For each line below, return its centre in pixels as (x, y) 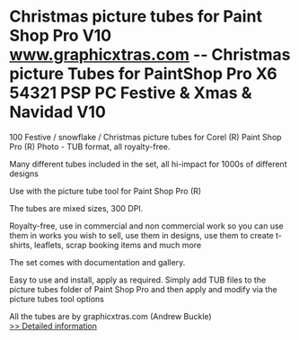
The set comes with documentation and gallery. (97, 262)
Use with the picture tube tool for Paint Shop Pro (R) (106, 191)
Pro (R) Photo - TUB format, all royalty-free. (90, 147)
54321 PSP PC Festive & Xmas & (131, 93)
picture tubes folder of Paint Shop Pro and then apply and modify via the (143, 289)
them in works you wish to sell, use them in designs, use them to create (141, 235)
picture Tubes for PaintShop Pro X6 (143, 74)
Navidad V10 (57, 112)
